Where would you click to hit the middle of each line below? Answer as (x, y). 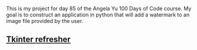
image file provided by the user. (45, 21)
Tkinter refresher (38, 40)
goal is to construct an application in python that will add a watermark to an (98, 15)
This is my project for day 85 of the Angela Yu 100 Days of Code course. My (99, 9)
